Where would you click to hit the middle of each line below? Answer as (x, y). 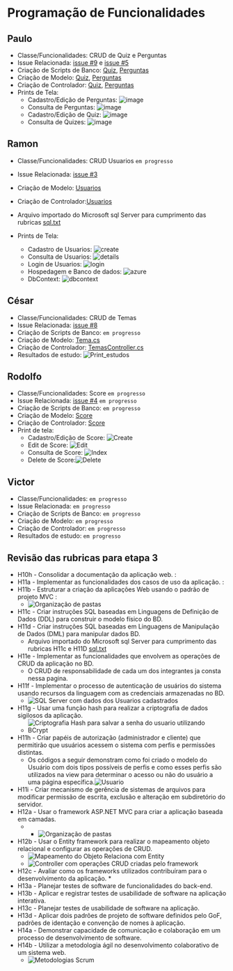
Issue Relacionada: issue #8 (57, 325)
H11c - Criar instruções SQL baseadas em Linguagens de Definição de (118, 612)
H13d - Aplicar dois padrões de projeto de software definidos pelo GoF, (120, 916)
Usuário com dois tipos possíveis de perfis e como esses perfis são (124, 767)
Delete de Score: (52, 460)
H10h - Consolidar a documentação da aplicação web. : (97, 575)
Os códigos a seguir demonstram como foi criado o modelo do (117, 760)
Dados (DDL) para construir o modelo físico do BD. (90, 619)
